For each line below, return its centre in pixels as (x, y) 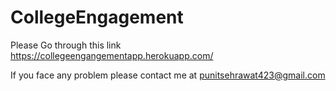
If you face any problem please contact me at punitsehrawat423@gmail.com (168, 75)
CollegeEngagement (97, 17)
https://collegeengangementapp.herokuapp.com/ (112, 55)
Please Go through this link (66, 45)
